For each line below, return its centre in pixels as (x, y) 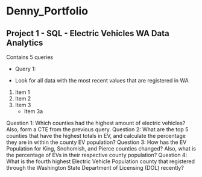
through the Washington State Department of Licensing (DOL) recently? (95, 168)
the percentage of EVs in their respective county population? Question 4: (97, 155)
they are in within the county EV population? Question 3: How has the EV (96, 142)
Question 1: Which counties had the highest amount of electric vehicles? (96, 123)
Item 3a (33, 111)
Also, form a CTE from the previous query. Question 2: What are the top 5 (97, 129)
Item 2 (23, 98)
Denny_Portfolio (47, 11)
